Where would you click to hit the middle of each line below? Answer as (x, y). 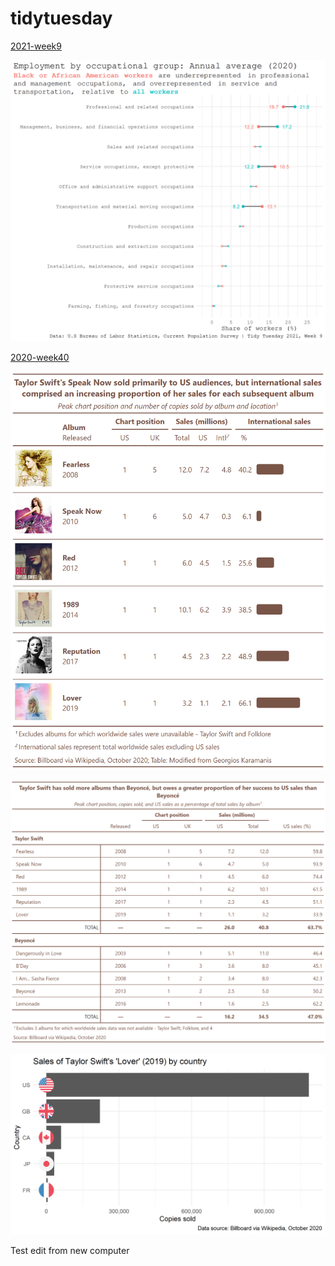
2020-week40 (40, 357)
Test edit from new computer (70, 1250)
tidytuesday (61, 18)
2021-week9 (36, 46)
